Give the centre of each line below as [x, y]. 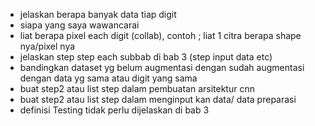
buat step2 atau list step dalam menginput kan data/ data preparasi [158, 99]
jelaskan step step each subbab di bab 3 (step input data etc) [146, 57]
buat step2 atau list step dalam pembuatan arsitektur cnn [137, 88]
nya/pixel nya [47, 46]
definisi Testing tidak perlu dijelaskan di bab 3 [114, 110]
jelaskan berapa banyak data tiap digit [98, 14]
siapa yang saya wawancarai [79, 25]
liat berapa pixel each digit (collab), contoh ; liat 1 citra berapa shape [160, 35]
